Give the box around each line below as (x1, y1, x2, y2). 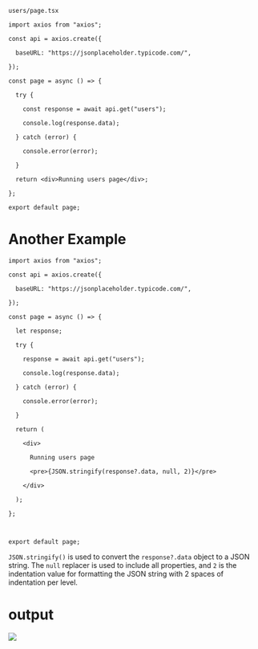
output (8, 606, 54, 624)
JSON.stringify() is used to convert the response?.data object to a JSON (8, 552, 250, 561)
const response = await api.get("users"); (22, 105, 167, 113)
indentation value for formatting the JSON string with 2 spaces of (8, 569, 224, 578)
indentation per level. (8, 578, 79, 587)
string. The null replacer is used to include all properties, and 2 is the (8, 560, 237, 569)
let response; (15, 327, 62, 335)
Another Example (8, 231, 127, 248)
